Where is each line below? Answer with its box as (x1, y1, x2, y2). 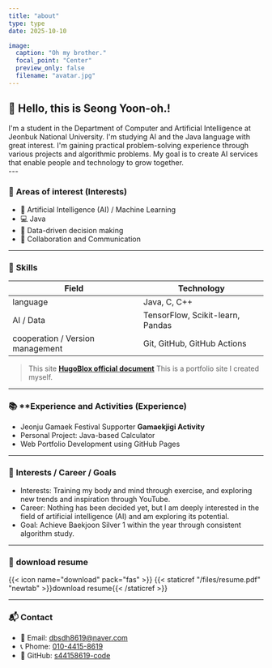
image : (8, 41, 31, 49)
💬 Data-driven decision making (19, 225, 124, 235)
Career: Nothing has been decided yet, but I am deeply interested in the (19, 503, 260, 513)
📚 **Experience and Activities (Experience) (8, 401, 188, 412)
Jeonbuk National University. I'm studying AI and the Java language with (8, 131, 251, 142)
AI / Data (12, 315, 46, 326)
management (12, 343, 63, 355)
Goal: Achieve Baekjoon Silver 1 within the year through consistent (19, 520, 241, 530)
